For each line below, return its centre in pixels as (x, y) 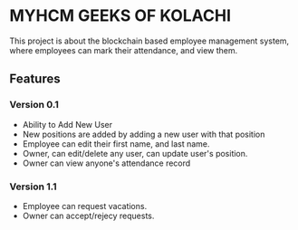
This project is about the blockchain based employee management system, (149, 41)
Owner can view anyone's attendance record (106, 163)
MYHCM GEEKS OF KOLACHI (120, 16)
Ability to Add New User (67, 124)
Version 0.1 (34, 105)
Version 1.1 (33, 187)
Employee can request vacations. (85, 206)
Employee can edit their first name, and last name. (116, 144)
